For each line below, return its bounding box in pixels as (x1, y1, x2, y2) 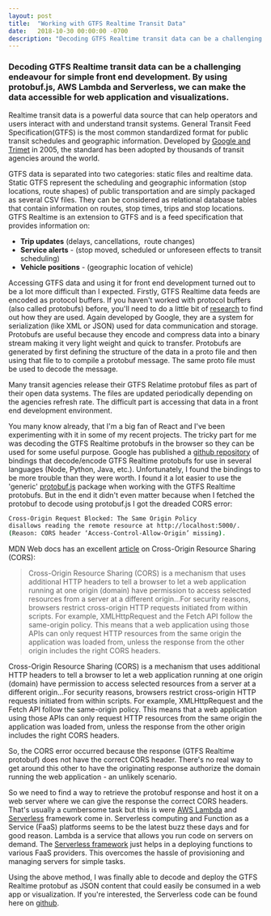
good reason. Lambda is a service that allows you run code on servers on (8, 831, 253, 841)
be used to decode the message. (8, 364, 119, 374)
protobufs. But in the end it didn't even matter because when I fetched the (8, 490, 255, 499)
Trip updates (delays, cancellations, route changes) (19, 236, 196, 246)
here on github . (8, 898, 59, 908)
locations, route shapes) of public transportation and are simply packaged (8, 186, 256, 195)
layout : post (8, 11, 53, 20)
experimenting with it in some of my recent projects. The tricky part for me (8, 430, 257, 439)
